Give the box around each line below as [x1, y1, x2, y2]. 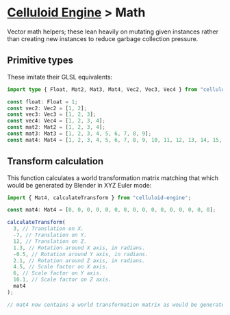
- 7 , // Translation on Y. [13, 231, 88, 239]
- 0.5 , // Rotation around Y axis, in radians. [13, 251, 149, 257]
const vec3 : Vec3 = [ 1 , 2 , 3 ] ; [7, 111, 97, 118]
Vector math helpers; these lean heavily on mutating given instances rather [7, 27, 219, 36]
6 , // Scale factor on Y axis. [13, 270, 103, 277]
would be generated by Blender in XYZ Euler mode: [7, 181, 152, 189]
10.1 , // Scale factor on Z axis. [13, 276, 112, 283]
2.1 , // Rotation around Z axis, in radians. [13, 257, 146, 264]
